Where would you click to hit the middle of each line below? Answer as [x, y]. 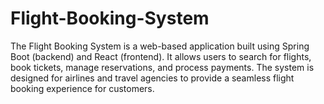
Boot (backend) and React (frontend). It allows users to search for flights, [161, 56]
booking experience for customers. [82, 88]
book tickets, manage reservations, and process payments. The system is [162, 67]
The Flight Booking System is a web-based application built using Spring [160, 46]
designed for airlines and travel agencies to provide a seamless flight [152, 78]
